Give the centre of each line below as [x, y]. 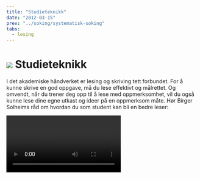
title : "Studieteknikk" [37, 12]
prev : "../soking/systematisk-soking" [55, 23]
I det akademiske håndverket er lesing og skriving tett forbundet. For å [95, 81]
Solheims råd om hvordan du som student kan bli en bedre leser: [87, 107]
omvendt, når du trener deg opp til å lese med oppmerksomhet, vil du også [100, 94]
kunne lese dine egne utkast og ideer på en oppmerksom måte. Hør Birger [100, 101]
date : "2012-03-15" [31, 18]
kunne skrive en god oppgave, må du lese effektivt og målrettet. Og [91, 88]
